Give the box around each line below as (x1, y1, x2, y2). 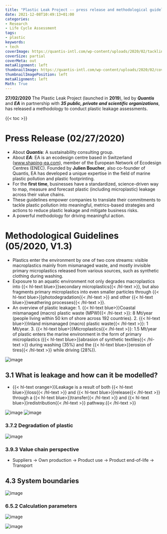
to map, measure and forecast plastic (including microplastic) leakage (12, 186, 156, 192)
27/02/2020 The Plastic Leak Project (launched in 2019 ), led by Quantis (5, 95, 155, 101)
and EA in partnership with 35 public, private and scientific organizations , (5, 100, 160, 106)
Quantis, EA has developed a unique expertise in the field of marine (12, 170, 151, 176)
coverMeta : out (5, 58, 37, 63)
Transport (12, 462, 33, 468)
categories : (5, 16, 30, 21)
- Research (5, 21, 28, 26)
